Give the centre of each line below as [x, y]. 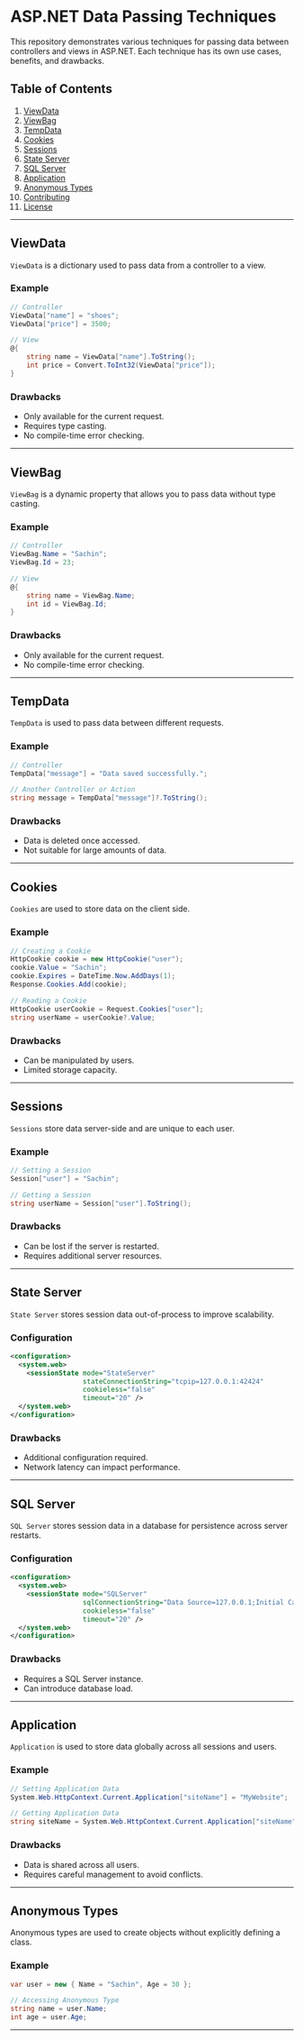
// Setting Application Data [65, 1788]
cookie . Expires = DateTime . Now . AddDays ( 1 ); [93, 976]
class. [21, 1942]
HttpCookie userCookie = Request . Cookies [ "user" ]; [107, 1009]
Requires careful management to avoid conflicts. [113, 1874]
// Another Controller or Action [73, 790]
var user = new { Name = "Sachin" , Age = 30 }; [101, 1984]
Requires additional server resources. [93, 1256]
